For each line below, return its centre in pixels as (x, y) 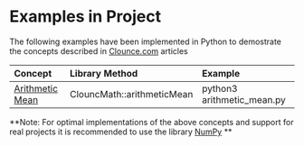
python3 (220, 88)
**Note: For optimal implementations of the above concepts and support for (152, 122)
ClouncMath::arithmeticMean (131, 94)
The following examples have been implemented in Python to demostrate (146, 41)
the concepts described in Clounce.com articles (99, 50)
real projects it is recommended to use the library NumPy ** (121, 132)
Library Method (104, 73)
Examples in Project (85, 17)
